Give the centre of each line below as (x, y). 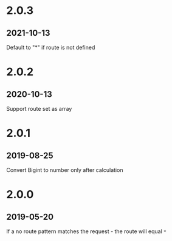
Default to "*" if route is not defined (51, 47)
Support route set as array (39, 109)
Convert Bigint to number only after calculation (65, 170)
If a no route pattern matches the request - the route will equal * (86, 231)
